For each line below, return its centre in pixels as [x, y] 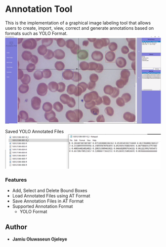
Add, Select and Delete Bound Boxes [50, 190]
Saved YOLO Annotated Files [35, 131]
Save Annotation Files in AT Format [48, 201]
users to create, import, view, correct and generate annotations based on [80, 28]
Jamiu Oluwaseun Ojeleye [40, 239]
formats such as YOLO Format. [36, 33]
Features [16, 180]
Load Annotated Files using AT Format [51, 196]
